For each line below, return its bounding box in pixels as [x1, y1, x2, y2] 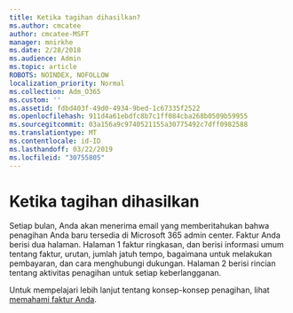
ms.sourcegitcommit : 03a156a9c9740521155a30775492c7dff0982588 [9, 121, 249, 129]
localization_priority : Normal [9, 79, 125, 88]
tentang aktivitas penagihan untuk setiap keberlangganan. [9, 268, 222, 278]
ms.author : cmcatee [9, 21, 82, 30]
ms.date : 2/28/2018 [9, 46, 82, 55]
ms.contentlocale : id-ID [9, 137, 101, 145]
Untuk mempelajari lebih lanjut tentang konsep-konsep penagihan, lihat [9, 285, 270, 295]
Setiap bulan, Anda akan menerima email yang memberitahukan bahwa [9, 221, 270, 231]
